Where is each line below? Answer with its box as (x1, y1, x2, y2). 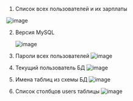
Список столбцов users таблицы (15, 88, 100, 95)
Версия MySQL (15, 29, 55, 36)
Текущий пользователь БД (15, 64, 85, 71)
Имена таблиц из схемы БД (15, 76, 88, 83)
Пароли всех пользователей (15, 52, 90, 60)
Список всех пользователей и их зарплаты (15, 5, 128, 12)
